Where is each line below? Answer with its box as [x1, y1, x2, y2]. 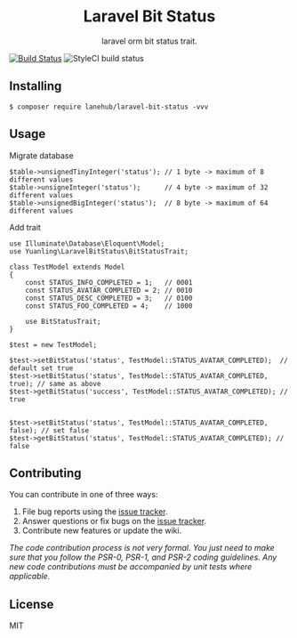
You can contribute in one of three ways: [9, 489, 158, 500]
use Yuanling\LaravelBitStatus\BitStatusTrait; [9, 246, 189, 255]
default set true [9, 363, 74, 373]
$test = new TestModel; [9, 340, 98, 349]
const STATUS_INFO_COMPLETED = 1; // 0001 [25, 278, 193, 287]
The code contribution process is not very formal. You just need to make [9, 543, 276, 553]
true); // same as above [9, 379, 101, 388]
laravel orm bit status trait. [101, 36, 197, 46]
